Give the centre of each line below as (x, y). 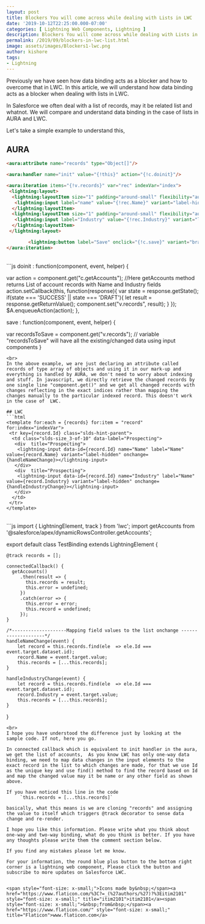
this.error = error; (52, 604)
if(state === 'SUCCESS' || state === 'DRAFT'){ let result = (79, 297)
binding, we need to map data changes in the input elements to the (95, 760)
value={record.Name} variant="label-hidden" (64, 454)
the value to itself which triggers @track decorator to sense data (95, 813)
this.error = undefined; (57, 588)
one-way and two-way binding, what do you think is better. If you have (101, 835)
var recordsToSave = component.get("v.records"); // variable (83, 334)
